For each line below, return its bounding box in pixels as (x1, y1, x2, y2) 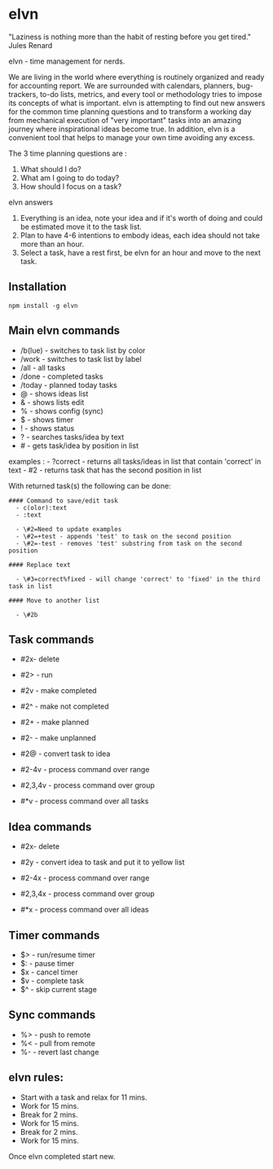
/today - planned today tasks (20, 380, 117, 389)
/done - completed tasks (20, 371, 103, 381)
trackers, (8, 89, 38, 99)
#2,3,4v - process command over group (20, 780, 155, 790)
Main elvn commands (8, 323, 121, 338)
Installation (8, 280, 67, 294)
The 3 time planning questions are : (8, 148, 128, 158)
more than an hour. (20, 239, 84, 248)
